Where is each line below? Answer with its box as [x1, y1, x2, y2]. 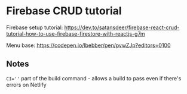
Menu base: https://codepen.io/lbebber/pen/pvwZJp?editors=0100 [6, 42, 171, 49]
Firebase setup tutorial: [6, 24, 63, 31]
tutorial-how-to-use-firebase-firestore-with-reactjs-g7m [6, 30, 145, 37]
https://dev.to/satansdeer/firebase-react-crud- [64, 24, 180, 31]
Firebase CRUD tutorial [6, 4, 122, 18]
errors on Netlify [6, 81, 47, 88]
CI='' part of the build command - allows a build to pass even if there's [6, 74, 182, 82]
